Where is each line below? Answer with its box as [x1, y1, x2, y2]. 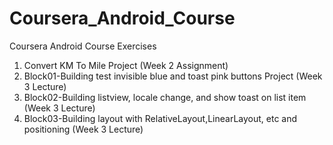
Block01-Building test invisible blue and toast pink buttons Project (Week [23, 70, 323, 82]
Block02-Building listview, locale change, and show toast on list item [23, 91, 307, 103]
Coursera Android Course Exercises [9, 40, 157, 52]
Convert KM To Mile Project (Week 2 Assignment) [23, 59, 229, 71]
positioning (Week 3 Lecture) [23, 123, 144, 135]
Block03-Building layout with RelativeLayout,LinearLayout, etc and [23, 112, 298, 124]
